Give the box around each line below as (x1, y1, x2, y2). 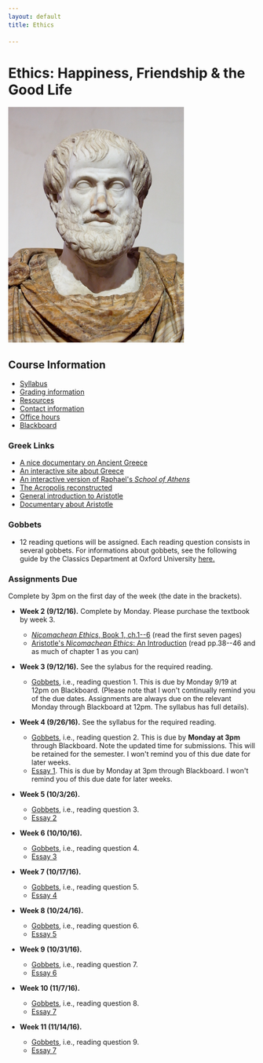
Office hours (19, 412, 60, 422)
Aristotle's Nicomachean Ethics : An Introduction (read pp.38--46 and (31, 638, 256, 648)
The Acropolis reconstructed (19, 483, 112, 492)
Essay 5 (31, 930, 57, 939)
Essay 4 (31, 891, 57, 900)
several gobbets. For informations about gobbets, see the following (19, 546, 237, 555)
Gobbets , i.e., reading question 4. (31, 844, 140, 853)
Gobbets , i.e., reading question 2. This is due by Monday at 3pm (31, 732, 241, 742)
